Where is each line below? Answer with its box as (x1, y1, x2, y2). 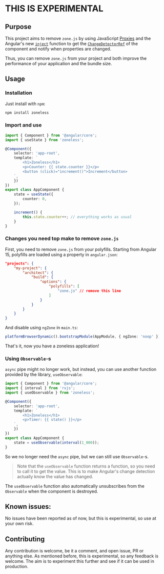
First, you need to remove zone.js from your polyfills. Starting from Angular (5, 246, 157, 252)
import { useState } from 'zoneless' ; (5, 137, 84, 142)
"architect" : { (22, 270, 54, 275)
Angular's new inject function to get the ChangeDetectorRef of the (5, 41, 138, 47)
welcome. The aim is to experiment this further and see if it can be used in (5, 558, 155, 564)
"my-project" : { (14, 265, 47, 270)
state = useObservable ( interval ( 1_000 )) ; (14, 440, 99, 445)
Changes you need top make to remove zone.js (5, 235, 119, 242)
